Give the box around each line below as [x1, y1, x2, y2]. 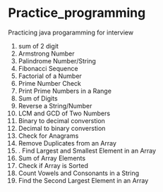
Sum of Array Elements [18, 153, 86, 162]
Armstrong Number [18, 49, 75, 58]
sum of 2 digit [18, 41, 59, 50]
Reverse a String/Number [18, 101, 92, 110]
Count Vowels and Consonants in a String [18, 169, 140, 177]
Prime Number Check [18, 79, 82, 87]
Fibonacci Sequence [18, 64, 78, 72]
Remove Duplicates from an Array [18, 139, 117, 147]
